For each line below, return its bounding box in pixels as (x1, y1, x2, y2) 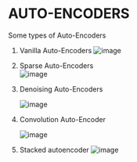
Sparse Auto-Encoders (19, 60, 94, 70)
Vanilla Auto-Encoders (19, 45, 92, 55)
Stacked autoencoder (19, 145, 90, 154)
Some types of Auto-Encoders (8, 31, 106, 40)
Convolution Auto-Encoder (19, 114, 106, 124)
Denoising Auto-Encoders (19, 84, 103, 94)
